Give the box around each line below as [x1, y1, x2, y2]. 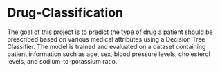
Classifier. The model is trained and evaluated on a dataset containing [7, 42, 206, 51]
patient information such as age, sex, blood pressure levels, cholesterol [7, 50, 211, 58]
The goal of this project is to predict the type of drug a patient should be [7, 28, 213, 36]
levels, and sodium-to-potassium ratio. [7, 57, 118, 65]
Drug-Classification [7, 5, 123, 21]
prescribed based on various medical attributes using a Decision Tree [7, 35, 205, 43]
